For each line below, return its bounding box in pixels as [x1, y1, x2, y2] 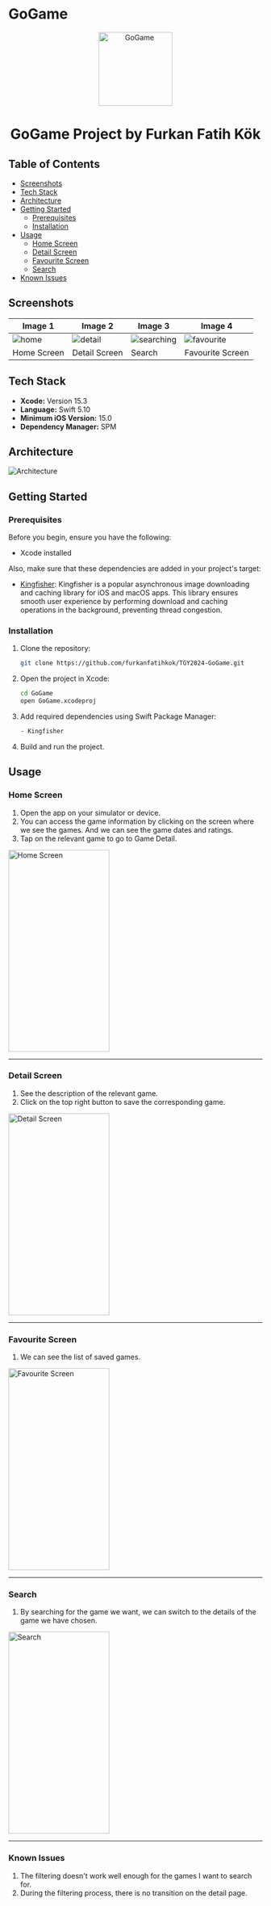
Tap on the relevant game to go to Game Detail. [19, 833, 177, 843]
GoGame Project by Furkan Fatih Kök [10, 125, 261, 144]
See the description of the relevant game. [19, 1088, 159, 1098]
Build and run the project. [19, 741, 105, 751]
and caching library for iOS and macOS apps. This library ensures [19, 588, 239, 598]
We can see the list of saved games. [19, 1352, 141, 1362]
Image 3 [137, 320, 170, 331]
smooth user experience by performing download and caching [19, 597, 228, 607]
